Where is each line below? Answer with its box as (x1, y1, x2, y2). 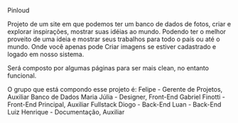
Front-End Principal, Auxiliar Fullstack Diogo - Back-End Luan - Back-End (7, 100, 222, 109)
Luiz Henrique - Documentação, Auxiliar (7, 108, 125, 116)
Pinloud (7, 6, 30, 14)
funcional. (7, 71, 37, 80)
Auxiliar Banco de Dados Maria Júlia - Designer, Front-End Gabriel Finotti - (7, 92, 226, 101)
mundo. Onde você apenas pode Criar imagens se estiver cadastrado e (7, 43, 217, 50)
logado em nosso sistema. (7, 50, 85, 58)
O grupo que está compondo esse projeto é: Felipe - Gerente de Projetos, (7, 85, 223, 93)
